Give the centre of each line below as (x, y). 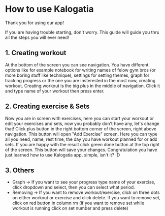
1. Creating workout (36, 53)
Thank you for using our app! (34, 23)
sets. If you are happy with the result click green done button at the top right (82, 144)
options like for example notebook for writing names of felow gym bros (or (81, 70)
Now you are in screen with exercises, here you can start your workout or (80, 118)
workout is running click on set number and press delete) (70, 208)
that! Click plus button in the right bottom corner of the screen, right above (81, 128)
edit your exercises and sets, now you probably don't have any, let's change (82, 123)
